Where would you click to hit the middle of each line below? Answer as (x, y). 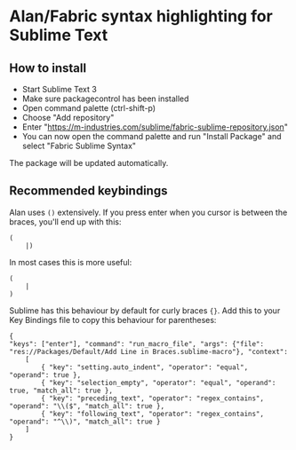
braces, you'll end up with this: (65, 221)
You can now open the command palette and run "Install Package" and (152, 136)
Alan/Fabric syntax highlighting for (141, 16)
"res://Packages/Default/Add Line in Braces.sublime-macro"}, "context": (149, 351)
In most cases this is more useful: (71, 262)
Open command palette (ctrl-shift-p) (89, 108)
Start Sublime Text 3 (60, 89)
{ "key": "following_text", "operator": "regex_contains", (153, 414)
